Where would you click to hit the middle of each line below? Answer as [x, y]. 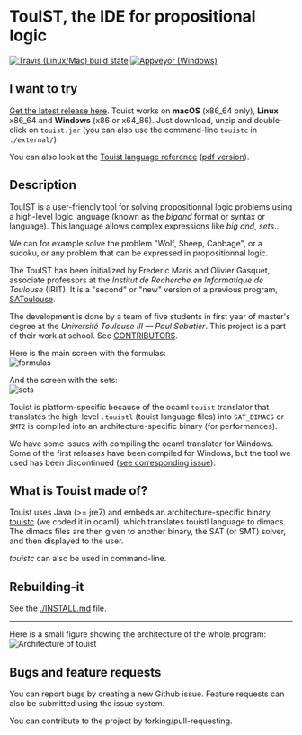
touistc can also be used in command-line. [88, 559]
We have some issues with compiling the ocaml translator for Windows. [142, 444]
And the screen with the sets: [64, 380]
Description [43, 185]
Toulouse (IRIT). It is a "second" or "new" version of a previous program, [144, 289]
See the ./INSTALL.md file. [58, 608]
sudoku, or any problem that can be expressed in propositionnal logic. [139, 253]
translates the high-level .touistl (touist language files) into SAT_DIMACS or [147, 417]
